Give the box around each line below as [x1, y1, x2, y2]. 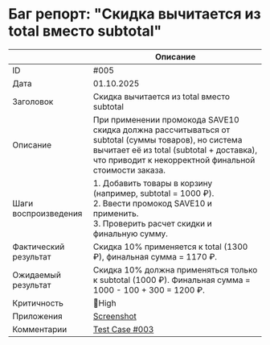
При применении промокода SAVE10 [92, 114, 239, 125]
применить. [92, 207, 139, 218]
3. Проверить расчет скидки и [92, 218, 212, 229]
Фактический [12, 241, 65, 252]
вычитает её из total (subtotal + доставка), [92, 144, 258, 156]
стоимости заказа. [92, 164, 166, 176]
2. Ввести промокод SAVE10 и [92, 197, 213, 209]
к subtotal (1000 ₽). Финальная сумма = [92, 274, 251, 285]
